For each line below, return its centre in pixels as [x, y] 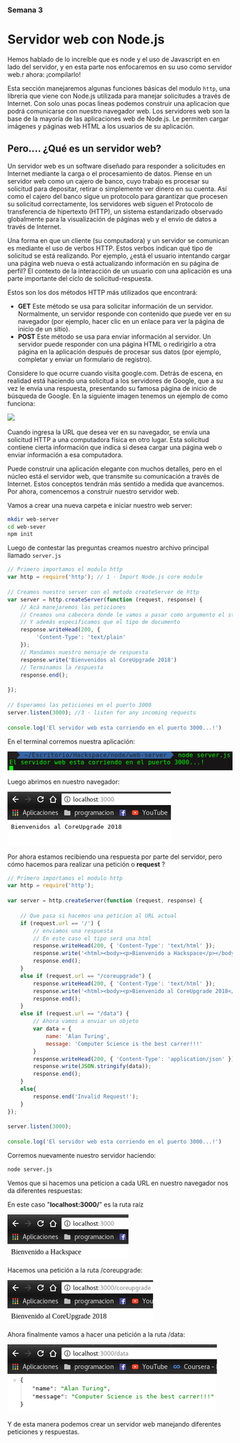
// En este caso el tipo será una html [92, 938]
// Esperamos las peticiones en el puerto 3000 [80, 705]
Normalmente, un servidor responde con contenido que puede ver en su [124, 314]
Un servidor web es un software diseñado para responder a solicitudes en [116, 166]
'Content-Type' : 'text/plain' [81, 637]
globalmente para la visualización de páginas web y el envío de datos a [112, 219]
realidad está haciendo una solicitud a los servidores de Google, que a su [115, 381]
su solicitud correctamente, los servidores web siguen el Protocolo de [110, 204]
